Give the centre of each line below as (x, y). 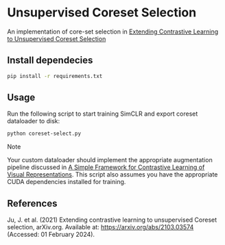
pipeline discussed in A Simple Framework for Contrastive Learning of (106, 167)
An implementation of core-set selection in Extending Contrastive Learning (113, 31)
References (32, 203)
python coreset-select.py (44, 134)
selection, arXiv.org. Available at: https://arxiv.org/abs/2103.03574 (100, 227)
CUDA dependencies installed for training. (67, 182)
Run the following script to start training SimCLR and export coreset (103, 114)
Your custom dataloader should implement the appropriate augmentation (110, 160)
